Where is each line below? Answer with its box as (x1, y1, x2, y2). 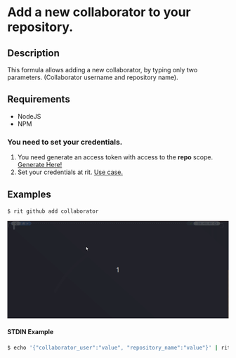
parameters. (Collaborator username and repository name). (7, 73, 178, 81)
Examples (7, 188, 51, 200)
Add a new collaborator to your (7, 4, 191, 20)
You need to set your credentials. (7, 137, 123, 147)
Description (7, 47, 60, 59)
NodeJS (17, 112, 41, 120)
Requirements (7, 93, 70, 105)
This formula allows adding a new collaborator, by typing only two (7, 66, 198, 74)
